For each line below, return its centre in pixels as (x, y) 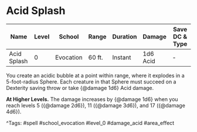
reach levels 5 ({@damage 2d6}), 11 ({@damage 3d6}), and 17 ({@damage (96, 105)
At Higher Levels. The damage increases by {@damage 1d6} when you (92, 99)
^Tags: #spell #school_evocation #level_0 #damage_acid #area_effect (90, 123)
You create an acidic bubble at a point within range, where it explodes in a (95, 75)
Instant (122, 57)
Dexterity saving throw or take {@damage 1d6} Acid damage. (80, 88)
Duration (125, 36)
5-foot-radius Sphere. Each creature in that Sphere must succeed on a (91, 81)
